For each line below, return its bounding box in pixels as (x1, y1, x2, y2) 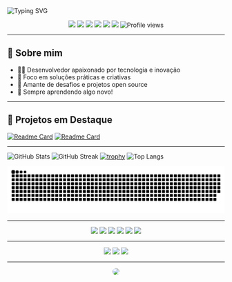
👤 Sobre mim (7, 48, 64, 59)
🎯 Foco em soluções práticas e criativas (17, 72, 131, 81)
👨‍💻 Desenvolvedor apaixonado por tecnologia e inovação (17, 66, 181, 74)
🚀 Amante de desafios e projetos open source (17, 80, 148, 88)
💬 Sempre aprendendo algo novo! (17, 88, 113, 96)
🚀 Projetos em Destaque (7, 114, 113, 126)
